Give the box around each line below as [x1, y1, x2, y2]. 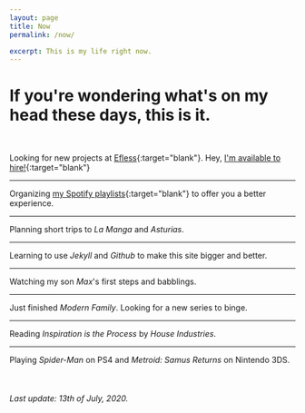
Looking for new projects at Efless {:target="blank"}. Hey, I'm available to [9, 152, 281, 163]
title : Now [9, 22, 51, 31]
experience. [9, 198, 54, 209]
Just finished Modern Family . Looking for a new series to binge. [9, 302, 248, 313]
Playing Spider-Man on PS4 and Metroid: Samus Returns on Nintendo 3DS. [9, 355, 290, 366]
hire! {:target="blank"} [9, 162, 91, 173]
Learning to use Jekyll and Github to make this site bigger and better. [9, 251, 268, 261]
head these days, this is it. [9, 105, 212, 125]
